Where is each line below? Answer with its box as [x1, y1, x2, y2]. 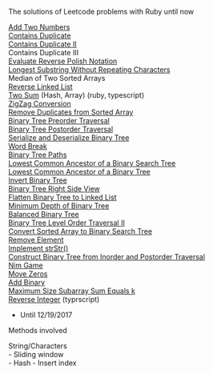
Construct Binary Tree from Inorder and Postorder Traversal [8, 252, 206, 261]
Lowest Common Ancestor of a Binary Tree [8, 167, 151, 176]
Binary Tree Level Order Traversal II [8, 218, 126, 227]
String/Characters [8, 341, 68, 351]
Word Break [8, 142, 48, 151]
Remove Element [8, 235, 64, 244]
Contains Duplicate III [8, 48, 78, 57]
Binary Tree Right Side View [8, 184, 100, 193]
